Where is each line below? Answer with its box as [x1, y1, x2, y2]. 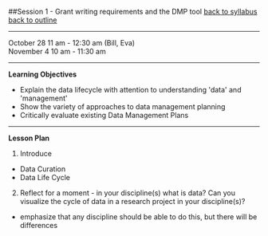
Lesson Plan [8, 133, 50, 143]
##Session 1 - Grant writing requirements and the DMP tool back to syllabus [8, 7, 258, 16]
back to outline [8, 15, 57, 25]
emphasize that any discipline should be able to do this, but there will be [19, 212, 258, 222]
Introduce [19, 149, 52, 158]
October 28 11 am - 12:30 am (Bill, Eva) [8, 38, 136, 47]
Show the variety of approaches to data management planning [19, 102, 226, 111]
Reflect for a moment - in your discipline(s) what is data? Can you [19, 188, 236, 198]
